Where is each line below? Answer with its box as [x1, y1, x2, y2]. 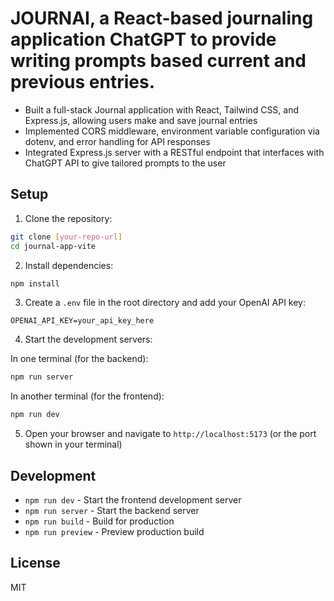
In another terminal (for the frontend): [10, 390, 165, 402]
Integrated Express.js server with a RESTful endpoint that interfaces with [24, 146, 325, 158]
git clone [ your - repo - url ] [10, 232, 123, 242]
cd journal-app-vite [10, 241, 97, 251]
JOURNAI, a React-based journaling [10, 7, 314, 30]
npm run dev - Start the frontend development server [24, 493, 242, 506]
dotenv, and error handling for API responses [24, 135, 211, 147]
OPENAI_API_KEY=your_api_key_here [10, 316, 155, 326]
